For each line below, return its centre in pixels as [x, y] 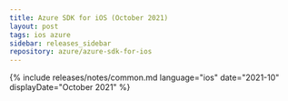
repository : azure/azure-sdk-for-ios [81, 52]
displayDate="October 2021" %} [70, 87]
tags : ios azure [40, 35]
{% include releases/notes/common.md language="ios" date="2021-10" [144, 77]
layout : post [34, 26]
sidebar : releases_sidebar [60, 43]
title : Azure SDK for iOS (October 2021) [89, 18]
